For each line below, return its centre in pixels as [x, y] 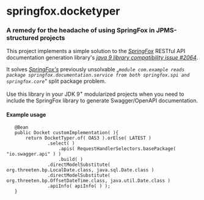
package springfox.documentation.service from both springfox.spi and [98, 75]
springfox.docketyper [63, 11]
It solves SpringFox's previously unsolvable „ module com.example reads [96, 70]
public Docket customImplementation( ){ [67, 133]
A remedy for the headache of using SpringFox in [81, 30]
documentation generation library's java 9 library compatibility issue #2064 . [102, 58]
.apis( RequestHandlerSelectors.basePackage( [117, 149]
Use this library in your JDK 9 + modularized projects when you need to [95, 94]
